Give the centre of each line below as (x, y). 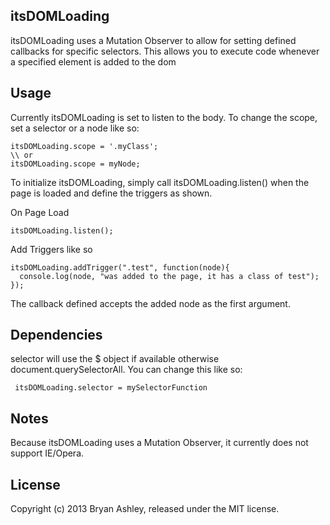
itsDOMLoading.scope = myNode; (75, 164)
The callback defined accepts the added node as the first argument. (150, 303)
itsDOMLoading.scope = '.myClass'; (84, 146)
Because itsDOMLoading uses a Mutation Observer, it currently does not (159, 443)
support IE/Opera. (47, 453)
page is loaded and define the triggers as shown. (111, 193)
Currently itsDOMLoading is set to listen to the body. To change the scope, (164, 117)
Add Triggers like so (51, 249)
